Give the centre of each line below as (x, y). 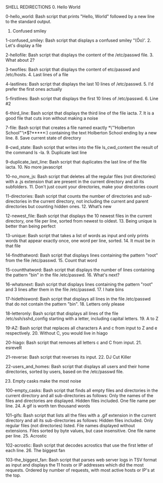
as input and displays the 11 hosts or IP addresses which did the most (75, 465)
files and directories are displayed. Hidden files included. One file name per (81, 401)
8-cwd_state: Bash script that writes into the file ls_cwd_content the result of (82, 147)
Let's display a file (24, 45)
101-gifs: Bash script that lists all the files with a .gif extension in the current (81, 415)
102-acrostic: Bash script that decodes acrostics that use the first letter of (79, 445)
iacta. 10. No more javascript (34, 167)
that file (13, 246)
